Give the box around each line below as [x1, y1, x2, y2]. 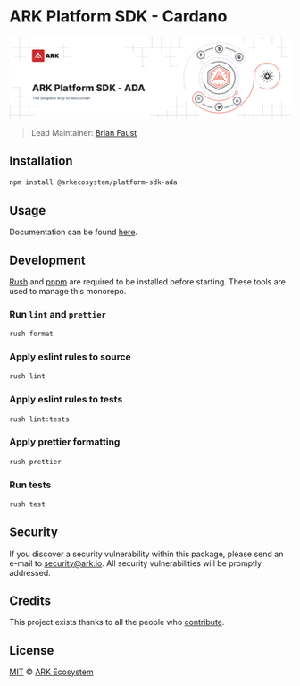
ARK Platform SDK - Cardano [9, 6, 228, 27]
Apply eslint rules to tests [9, 394, 123, 406]
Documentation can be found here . [9, 226, 138, 238]
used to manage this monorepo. [9, 285, 127, 296]
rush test [9, 499, 46, 509]
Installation [9, 154, 73, 168]
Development [9, 252, 87, 267]
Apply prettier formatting [9, 436, 121, 448]
